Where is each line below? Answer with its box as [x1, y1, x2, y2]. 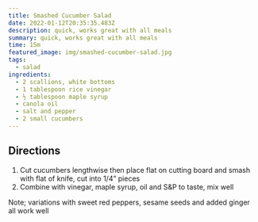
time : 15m [8, 41, 41, 49]
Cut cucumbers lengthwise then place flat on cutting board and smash [19, 165, 251, 174]
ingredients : [8, 71, 52, 78]
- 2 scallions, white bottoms [15, 78, 115, 86]
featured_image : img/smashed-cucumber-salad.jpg [8, 48, 172, 56]
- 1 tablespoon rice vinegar [15, 85, 112, 94]
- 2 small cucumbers [15, 115, 83, 123]
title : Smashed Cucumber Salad [8, 11, 112, 20]
